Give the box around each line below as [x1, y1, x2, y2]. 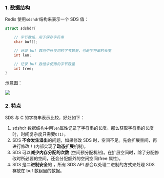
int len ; [14, 53, 32, 58]
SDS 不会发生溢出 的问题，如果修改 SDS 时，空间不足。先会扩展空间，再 [12, 137, 157, 143]
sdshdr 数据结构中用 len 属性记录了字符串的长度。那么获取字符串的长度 [12, 125, 154, 131]
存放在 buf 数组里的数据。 [12, 167, 64, 174]
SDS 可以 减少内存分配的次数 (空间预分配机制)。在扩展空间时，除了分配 [12, 149, 155, 155]
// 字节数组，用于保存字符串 [14, 35, 64, 40]
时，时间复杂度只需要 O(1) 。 [12, 131, 68, 137]
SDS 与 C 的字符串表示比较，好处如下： [5, 115, 85, 120]
